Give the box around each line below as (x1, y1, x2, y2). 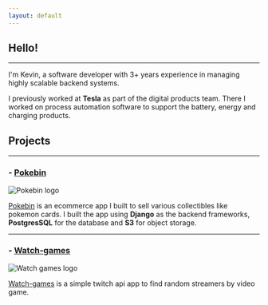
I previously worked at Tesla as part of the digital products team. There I (8, 93, 246, 104)
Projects (8, 133, 51, 148)
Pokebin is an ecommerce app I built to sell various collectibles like (8, 200, 228, 210)
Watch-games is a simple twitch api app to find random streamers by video (8, 279, 255, 288)
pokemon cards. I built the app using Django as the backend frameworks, (8, 209, 250, 219)
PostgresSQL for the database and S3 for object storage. (8, 217, 197, 228)
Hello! (8, 42, 38, 55)
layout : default (8, 11, 62, 20)
